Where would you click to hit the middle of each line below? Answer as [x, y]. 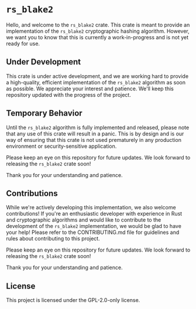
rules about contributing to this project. [53, 239]
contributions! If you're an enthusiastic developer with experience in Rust [94, 214]
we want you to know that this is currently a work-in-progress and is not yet [97, 37]
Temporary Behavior [44, 113]
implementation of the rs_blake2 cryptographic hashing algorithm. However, [98, 31]
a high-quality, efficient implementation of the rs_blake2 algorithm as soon [96, 82]
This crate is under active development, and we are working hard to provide [97, 76]
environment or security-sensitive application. [61, 146]
